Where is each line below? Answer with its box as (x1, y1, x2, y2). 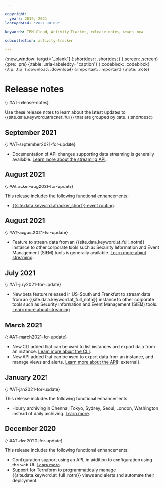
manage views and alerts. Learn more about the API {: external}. (12, 359, 141, 365)
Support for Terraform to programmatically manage (12, 467, 116, 473)
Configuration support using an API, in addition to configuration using (12, 456, 153, 463)
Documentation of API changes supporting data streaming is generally (12, 151, 154, 157)
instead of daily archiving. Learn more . (12, 410, 90, 416)
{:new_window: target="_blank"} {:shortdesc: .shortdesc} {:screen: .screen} (5, 56, 158, 62)
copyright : (5, 11, 27, 16)
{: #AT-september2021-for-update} (5, 141, 76, 147)
